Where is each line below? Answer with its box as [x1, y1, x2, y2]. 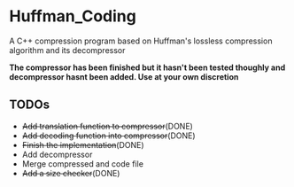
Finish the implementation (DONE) [21, 139, 144, 150]
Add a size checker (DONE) [21, 168, 120, 178]
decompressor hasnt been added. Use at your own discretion [9, 71, 239, 82]
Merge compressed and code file [21, 158, 144, 169]
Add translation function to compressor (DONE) [21, 121, 193, 131]
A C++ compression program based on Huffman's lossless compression [9, 35, 273, 46]
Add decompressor [21, 149, 93, 160]
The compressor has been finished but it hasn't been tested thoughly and [9, 62, 286, 73]
